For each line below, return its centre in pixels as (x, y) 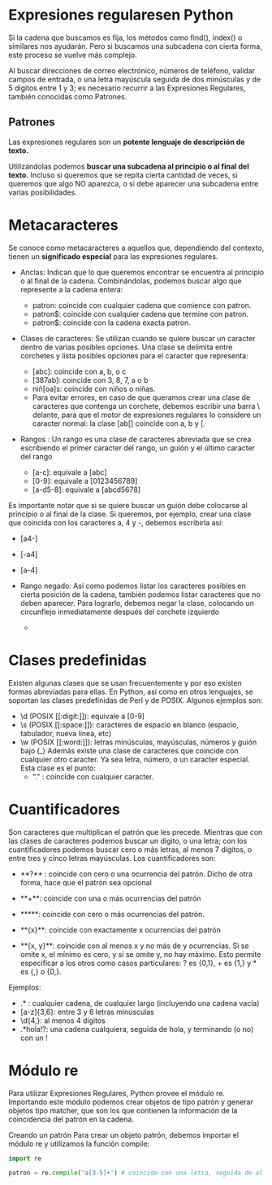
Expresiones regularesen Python (121, 15)
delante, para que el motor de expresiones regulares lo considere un (147, 415)
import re (25, 1158)
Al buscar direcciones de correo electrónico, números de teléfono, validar (132, 70)
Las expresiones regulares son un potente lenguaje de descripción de (127, 142)
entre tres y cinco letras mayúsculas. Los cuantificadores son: (112, 858)
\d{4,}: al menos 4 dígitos (63, 1020)
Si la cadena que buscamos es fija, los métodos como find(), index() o (125, 37)
